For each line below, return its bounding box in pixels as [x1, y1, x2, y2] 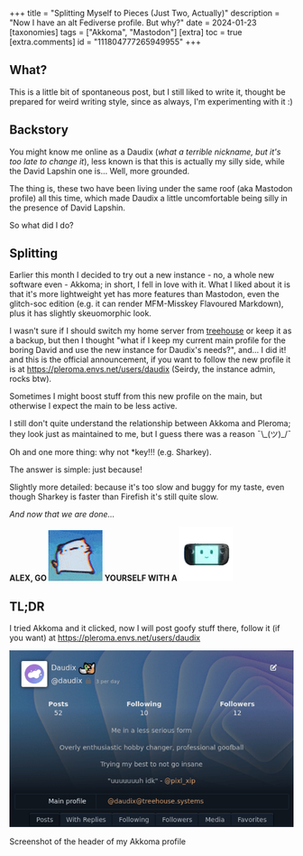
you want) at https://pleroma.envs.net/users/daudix [9, 632, 201, 644]
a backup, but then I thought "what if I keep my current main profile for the [9, 335, 286, 346]
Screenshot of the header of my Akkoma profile [9, 835, 187, 847]
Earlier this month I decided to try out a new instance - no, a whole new [9, 270, 275, 281]
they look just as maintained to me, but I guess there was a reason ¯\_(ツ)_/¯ [9, 429, 291, 440]
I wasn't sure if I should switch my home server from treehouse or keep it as [9, 325, 292, 337]
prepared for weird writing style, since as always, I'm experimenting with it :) [9, 96, 293, 107]
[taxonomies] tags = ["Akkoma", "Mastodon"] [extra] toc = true [9, 27, 243, 37]
